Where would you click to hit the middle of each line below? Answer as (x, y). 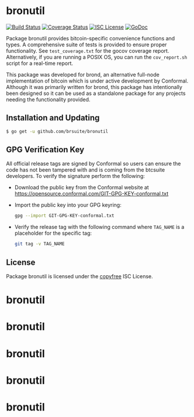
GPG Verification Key (45, 150)
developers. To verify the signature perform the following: (75, 176)
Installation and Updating (53, 118)
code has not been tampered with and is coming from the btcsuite (86, 170)
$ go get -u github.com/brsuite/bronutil (57, 131)
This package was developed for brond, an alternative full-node (83, 74)
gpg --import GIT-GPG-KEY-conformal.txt (64, 216)
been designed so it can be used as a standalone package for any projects (96, 93)
